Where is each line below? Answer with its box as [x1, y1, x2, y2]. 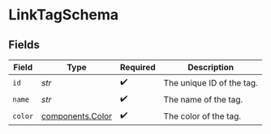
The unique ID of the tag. [163, 77, 258, 88]
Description [187, 62, 234, 73]
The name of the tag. [163, 94, 243, 105]
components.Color [41, 111, 112, 122]
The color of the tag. [163, 111, 242, 122]
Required [119, 62, 156, 73]
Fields [8, 38, 41, 52]
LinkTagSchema [8, 6, 119, 24]
